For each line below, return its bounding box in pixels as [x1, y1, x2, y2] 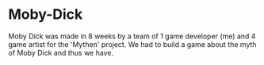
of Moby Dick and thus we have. [8, 48, 113, 57]
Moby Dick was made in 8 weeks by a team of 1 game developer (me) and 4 [8, 31, 256, 41]
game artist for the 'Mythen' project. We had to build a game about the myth [8, 39, 257, 49]
